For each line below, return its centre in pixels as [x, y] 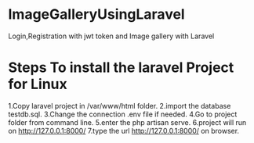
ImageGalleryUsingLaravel [97, 14]
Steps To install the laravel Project [121, 68]
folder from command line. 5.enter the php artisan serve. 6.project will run [127, 122]
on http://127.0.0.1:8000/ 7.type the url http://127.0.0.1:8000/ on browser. [124, 130]
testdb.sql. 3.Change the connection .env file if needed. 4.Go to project [123, 114]
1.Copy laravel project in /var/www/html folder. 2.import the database [120, 105]
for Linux [38, 84]
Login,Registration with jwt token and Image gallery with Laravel [111, 36]
